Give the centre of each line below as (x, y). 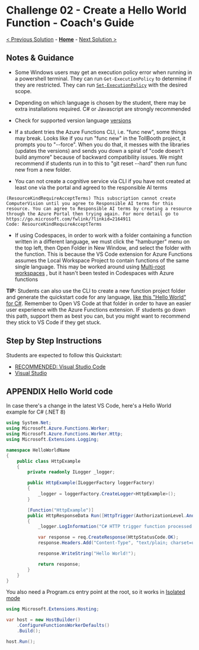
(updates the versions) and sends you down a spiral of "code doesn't (99, 151)
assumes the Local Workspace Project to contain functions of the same (102, 260)
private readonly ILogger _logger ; (71, 472)
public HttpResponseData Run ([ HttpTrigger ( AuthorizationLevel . (107, 515)
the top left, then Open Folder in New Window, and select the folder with (103, 248)
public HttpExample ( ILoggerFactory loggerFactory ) (91, 483)
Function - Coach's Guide (70, 23)
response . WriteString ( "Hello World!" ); (87, 553)
